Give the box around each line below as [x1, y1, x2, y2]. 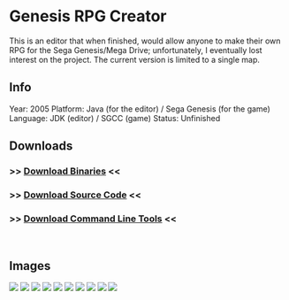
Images [9, 258, 51, 273]
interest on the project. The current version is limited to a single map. [9, 54, 261, 65]
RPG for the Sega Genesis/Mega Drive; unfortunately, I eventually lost [9, 44, 262, 55]
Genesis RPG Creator [9, 6, 167, 27]
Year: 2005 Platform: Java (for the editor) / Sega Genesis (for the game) [9, 104, 271, 114]
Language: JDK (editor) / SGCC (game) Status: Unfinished [9, 112, 221, 123]
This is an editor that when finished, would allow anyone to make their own [9, 35, 281, 46]
